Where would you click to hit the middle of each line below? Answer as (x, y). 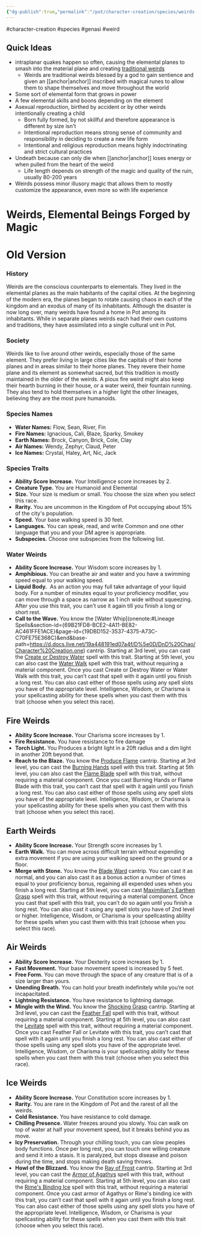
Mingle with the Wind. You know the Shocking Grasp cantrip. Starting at (105, 1006)
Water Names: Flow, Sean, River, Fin (60, 427)
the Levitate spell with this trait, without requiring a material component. (104, 1026)
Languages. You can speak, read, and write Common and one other (99, 526)
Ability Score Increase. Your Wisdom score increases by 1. (88, 568)
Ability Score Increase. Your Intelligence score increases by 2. (93, 481)
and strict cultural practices (58, 152)
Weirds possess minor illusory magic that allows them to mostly (93, 183)
